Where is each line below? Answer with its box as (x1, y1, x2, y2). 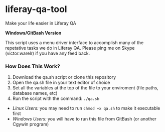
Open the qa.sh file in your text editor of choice (12, 79, 110, 86)
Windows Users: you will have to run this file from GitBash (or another (12, 116, 157, 122)
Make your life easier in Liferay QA (5, 20, 76, 26)
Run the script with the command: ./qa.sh (12, 95, 99, 101)
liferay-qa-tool (5, 4, 67, 15)
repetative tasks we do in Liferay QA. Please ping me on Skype (5, 45, 135, 51)
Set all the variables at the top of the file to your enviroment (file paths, (12, 85, 159, 91)
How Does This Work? (5, 63, 60, 70)
